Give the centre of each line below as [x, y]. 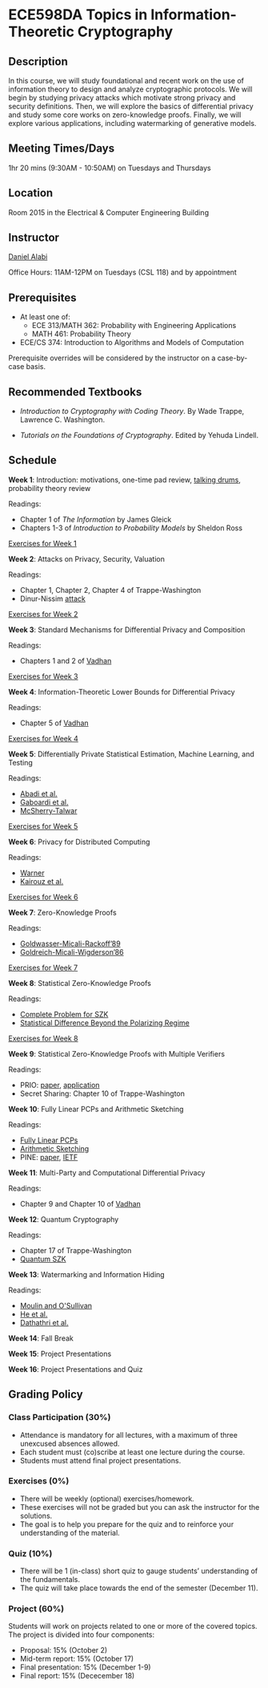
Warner [32, 873]
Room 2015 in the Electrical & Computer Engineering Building [109, 212]
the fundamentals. [50, 1580]
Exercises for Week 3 [43, 676]
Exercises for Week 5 [43, 826]
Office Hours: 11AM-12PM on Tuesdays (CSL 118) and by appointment [123, 272]
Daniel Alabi [28, 257]
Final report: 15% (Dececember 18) [77, 1676]
